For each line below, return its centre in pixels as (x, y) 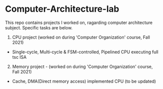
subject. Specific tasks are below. (39, 27)
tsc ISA (19, 57)
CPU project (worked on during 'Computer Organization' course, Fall (81, 37)
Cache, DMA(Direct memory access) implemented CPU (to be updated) (84, 81)
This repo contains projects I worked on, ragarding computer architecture (79, 22)
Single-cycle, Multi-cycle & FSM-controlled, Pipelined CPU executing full (85, 52)
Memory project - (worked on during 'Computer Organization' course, (82, 67)
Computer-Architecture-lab (62, 9)
